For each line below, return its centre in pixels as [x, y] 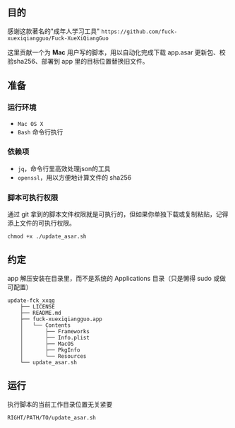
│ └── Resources [53, 356]
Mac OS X [30, 124]
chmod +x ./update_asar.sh [47, 237]
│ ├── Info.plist [55, 337]
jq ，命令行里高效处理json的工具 [64, 168]
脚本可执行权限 [33, 197]
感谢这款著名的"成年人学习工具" [54, 31]
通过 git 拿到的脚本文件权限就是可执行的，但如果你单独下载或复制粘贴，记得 [118, 214]
